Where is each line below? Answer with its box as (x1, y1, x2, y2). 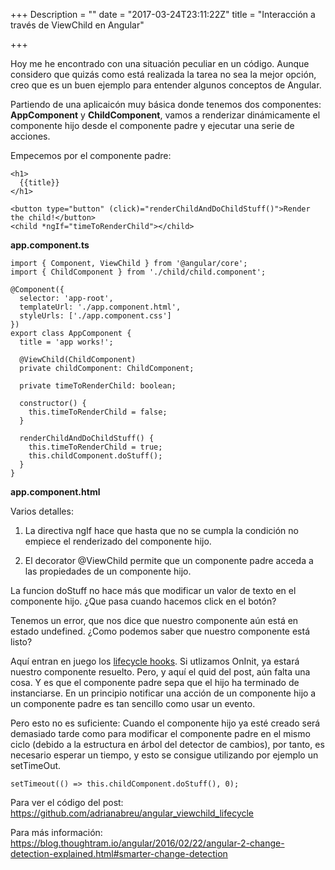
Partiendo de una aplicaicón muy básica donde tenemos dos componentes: (10, 99, 322, 110)
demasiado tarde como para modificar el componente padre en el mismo (10, 728, 311, 739)
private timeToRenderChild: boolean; (19, 381, 177, 391)
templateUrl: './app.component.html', (19, 302, 182, 312)
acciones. (10, 130, 51, 142)
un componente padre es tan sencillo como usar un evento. (10, 698, 256, 709)
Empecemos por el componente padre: (10, 150, 172, 161)
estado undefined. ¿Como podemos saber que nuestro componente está (10, 625, 310, 637)
